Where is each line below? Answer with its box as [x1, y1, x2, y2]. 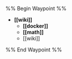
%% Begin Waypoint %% [5, 5, 67, 12]
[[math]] [22, 29, 44, 36]
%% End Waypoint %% [5, 46, 62, 53]
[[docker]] [22, 23, 49, 29]
